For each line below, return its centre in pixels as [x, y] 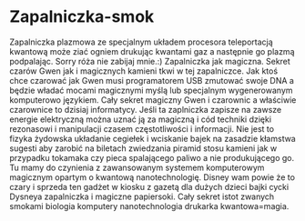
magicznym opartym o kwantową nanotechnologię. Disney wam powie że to [152, 177]
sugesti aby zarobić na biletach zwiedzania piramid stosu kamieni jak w [143, 148]
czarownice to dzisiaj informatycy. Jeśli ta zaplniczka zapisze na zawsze [146, 109]
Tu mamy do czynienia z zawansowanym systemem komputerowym [137, 167]
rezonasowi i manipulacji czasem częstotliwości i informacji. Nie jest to [142, 128]
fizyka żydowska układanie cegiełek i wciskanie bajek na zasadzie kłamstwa [152, 138]
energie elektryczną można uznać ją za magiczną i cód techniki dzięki [140, 119]
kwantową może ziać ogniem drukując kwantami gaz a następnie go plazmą [152, 51]
